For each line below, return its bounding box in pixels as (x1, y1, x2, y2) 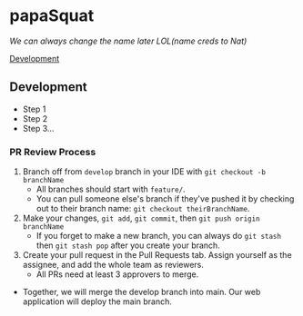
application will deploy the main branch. (22, 296, 173, 307)
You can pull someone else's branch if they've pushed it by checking (35, 193, 295, 204)
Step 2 (22, 113, 48, 123)
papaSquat (9, 5, 95, 26)
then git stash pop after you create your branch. (35, 240, 220, 251)
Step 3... (22, 123, 55, 133)
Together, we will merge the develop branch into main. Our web (22, 287, 261, 298)
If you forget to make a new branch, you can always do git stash (35, 231, 282, 242)
